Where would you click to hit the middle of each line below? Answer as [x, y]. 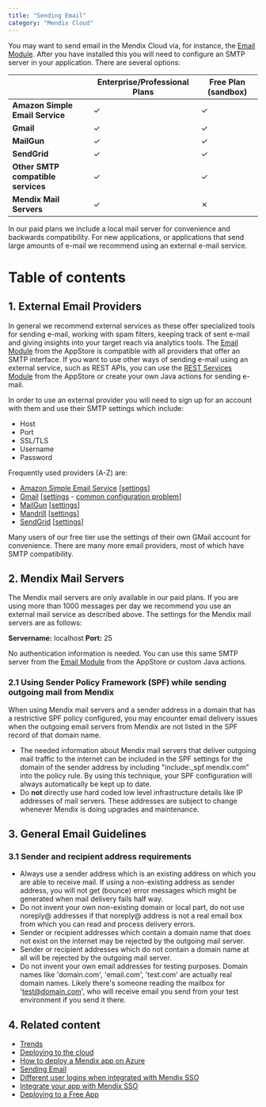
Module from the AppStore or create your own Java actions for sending [125, 376]
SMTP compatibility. [41, 553]
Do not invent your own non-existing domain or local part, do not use [132, 907]
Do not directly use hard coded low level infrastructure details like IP [131, 792]
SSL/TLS [34, 440]
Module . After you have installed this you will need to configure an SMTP [127, 54]
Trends [31, 1044]
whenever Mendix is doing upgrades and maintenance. [109, 809]
